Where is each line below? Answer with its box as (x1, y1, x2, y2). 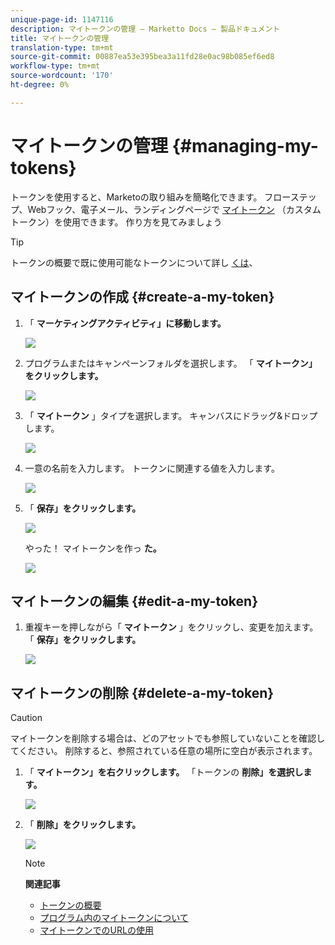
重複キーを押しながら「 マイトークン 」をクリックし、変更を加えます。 (24, 621, 319, 633)
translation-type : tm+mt (10, 42, 114, 53)
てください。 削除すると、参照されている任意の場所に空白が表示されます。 (10, 745, 318, 757)
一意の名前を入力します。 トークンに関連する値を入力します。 (24, 462, 280, 474)
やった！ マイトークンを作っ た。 (24, 542, 162, 554)
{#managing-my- (171, 134, 319, 157)
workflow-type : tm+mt (10, 61, 101, 71)
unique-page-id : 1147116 (10, 14, 114, 25)
